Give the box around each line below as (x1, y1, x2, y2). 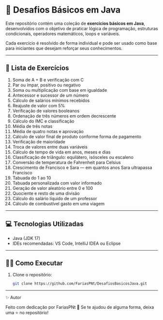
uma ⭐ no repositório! (5, 310, 49, 316)
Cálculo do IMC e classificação (12, 118, 74, 124)
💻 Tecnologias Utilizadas (5, 220, 84, 228)
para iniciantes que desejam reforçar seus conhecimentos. (5, 45, 123, 51)
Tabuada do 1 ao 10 (12, 175, 51, 181)
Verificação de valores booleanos (12, 108, 80, 114)
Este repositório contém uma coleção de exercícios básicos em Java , (5, 20, 146, 26)
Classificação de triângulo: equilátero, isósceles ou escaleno (12, 154, 133, 160)
